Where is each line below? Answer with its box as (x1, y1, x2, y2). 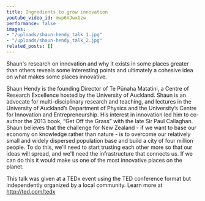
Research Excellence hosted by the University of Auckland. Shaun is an (6, 91, 187, 99)
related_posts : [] (6, 44, 53, 50)
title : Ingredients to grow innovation (6, 9, 108, 15)
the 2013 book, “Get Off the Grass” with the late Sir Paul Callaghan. (24, 117, 193, 124)
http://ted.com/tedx (6, 188, 56, 195)
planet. (6, 163, 24, 170)
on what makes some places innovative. (6, 73, 107, 80)
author (6, 117, 23, 124)
